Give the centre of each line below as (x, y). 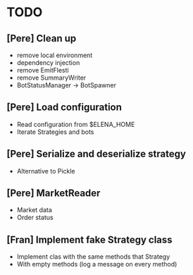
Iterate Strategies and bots (55, 132)
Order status (35, 218)
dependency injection (48, 63)
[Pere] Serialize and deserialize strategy (96, 154)
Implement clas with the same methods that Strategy (93, 257)
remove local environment (55, 55)
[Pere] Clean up (42, 38)
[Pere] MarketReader (54, 194)
